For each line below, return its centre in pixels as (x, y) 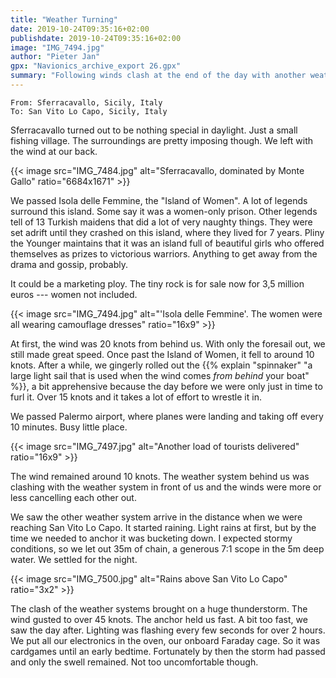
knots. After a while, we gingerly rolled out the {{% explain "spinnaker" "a (161, 365)
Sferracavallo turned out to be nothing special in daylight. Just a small (154, 130)
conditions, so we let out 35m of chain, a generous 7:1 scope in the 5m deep (167, 548)
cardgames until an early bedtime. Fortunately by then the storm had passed (168, 651)
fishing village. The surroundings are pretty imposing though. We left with (161, 140)
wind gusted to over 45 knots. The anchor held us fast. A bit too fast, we (159, 619)
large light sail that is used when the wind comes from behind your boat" (160, 375)
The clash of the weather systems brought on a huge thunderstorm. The (159, 608)
